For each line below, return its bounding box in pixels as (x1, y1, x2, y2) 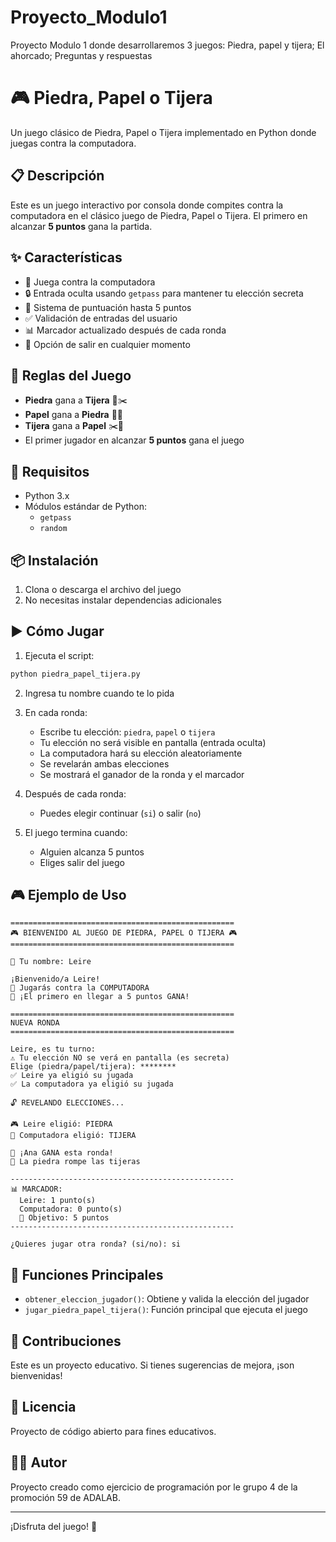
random (39, 524, 68, 534)
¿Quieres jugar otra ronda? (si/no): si (10, 1239, 182, 1250)
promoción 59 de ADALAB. (10, 1491, 121, 1503)
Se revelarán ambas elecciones (39, 757, 170, 770)
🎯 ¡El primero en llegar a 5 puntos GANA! (10, 992, 190, 1002)
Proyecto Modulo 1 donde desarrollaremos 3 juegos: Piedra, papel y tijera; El (10, 39, 325, 51)
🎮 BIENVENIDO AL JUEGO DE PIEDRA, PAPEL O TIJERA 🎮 (10, 928, 238, 938)
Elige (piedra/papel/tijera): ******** (10, 1062, 177, 1072)
